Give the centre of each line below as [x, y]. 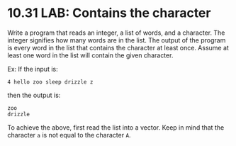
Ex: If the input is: [33, 69]
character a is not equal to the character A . [69, 135]
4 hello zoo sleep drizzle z [50, 82]
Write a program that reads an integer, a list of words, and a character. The [116, 33]
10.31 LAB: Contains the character [109, 13]
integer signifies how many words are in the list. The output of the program [117, 40]
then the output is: [34, 95]
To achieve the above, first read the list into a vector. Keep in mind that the [116, 127]
